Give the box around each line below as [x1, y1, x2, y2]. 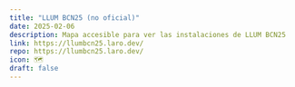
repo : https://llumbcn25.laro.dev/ [9, 47, 144, 56]
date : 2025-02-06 [9, 22, 75, 31]
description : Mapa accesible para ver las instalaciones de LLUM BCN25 [9, 30, 286, 39]
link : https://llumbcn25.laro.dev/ [9, 38, 144, 48]
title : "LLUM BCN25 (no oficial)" [9, 13, 141, 23]
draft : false [9, 64, 59, 73]
